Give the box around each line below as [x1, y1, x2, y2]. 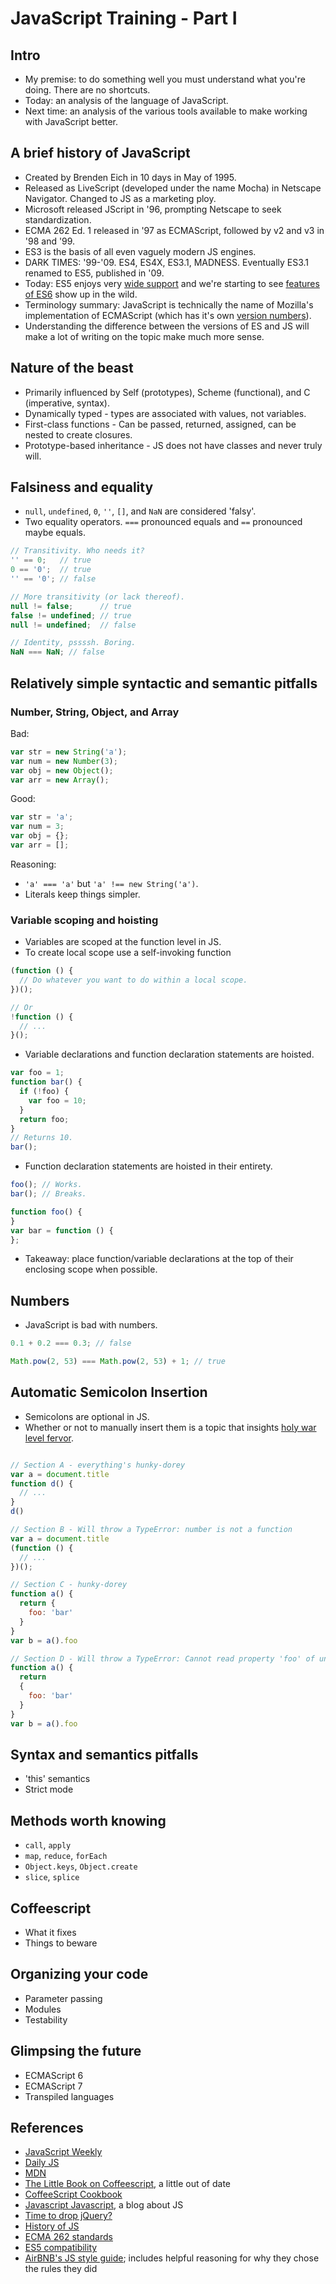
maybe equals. [24, 527, 87, 539]
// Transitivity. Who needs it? [10, 546, 145, 556]
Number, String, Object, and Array [10, 705, 180, 719]
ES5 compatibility [24, 2242, 98, 2254]
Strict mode [24, 1783, 74, 1796]
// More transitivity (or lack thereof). [10, 592, 186, 602]
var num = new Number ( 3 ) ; [10, 756, 118, 766]
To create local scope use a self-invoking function [24, 947, 232, 959]
